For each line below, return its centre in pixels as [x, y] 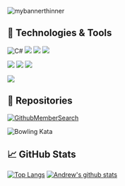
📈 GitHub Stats [42, 155]
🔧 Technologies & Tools [60, 33]
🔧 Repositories [40, 101]
